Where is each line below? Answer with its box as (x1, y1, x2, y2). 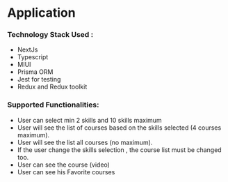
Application (7, 5, 76, 21)
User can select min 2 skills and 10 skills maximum (17, 116, 162, 124)
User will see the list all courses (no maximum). (17, 138, 153, 146)
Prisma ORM (17, 68, 54, 76)
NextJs (17, 45, 38, 54)
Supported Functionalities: (7, 100, 99, 109)
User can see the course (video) (17, 160, 110, 169)
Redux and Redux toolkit (17, 82, 88, 91)
